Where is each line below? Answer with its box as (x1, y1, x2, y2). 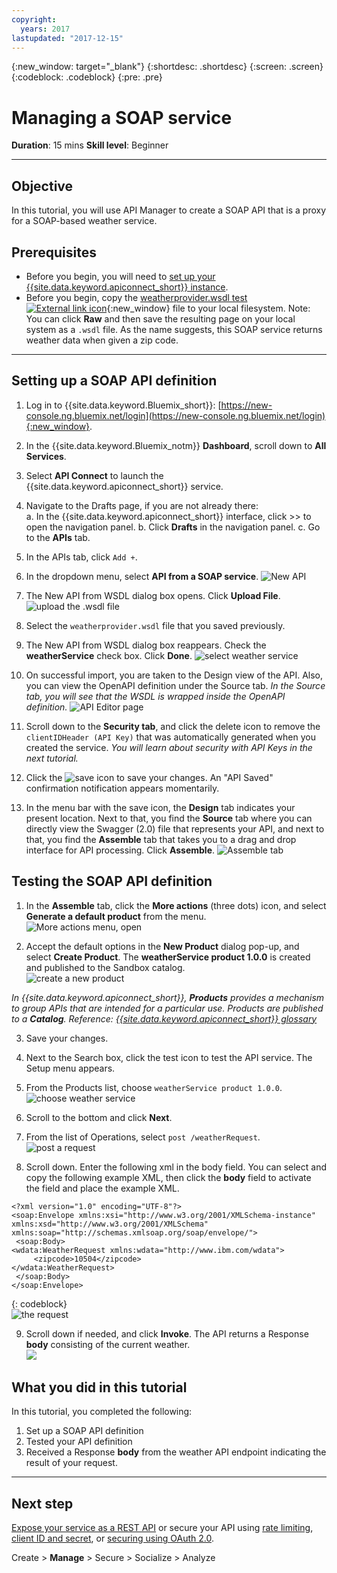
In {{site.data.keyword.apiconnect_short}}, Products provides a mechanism (11, 991, 325, 1003)
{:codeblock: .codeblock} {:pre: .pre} (11, 71, 163, 83)
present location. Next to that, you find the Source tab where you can (25, 812, 313, 824)
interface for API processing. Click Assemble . (25, 844, 216, 856)
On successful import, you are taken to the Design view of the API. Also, (25, 669, 324, 681)
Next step (11, 1495, 74, 1512)
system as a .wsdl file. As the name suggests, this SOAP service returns (25, 323, 323, 335)
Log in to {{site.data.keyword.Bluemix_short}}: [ (25, 399, 222, 411)
